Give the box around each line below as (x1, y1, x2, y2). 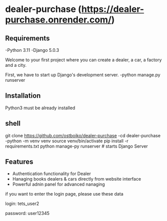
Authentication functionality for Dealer (12, 171, 91, 177)
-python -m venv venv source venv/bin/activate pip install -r (5, 138, 129, 144)
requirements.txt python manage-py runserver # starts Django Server (5, 143, 148, 149)
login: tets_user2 (5, 201, 39, 207)
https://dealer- (81, 3, 145, 15)
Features (5, 158, 33, 166)
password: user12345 (5, 211, 50, 217)
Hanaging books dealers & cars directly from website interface (12, 176, 141, 182)
